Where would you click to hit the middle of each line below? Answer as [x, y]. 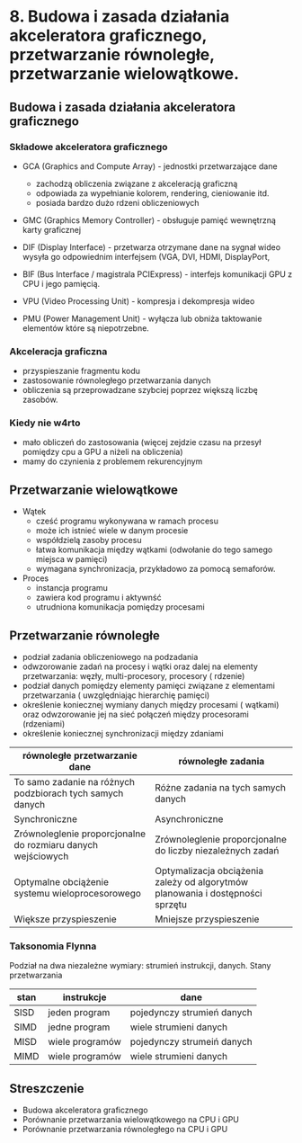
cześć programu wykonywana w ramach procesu [127, 521]
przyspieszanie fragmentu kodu [81, 371]
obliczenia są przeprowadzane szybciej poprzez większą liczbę [140, 390]
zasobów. [40, 400]
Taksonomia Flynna [53, 946]
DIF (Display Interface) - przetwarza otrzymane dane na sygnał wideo [151, 247]
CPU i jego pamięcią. [61, 283]
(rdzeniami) [44, 724]
